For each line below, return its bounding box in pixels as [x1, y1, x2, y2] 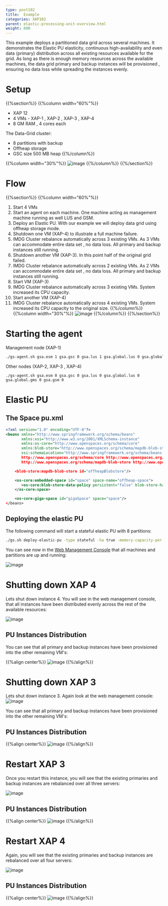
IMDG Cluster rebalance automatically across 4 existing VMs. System [12, 300, 156, 306]
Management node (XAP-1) [5, 344, 61, 350]
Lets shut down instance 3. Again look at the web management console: [5, 693, 154, 699]
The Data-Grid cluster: [5, 131, 52, 137]
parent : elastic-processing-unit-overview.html [5, 21, 107, 27]
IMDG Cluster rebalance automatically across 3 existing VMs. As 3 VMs [12, 236, 160, 242]
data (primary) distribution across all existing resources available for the [5, 51, 154, 57]
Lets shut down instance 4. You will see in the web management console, [5, 596, 157, 602]
